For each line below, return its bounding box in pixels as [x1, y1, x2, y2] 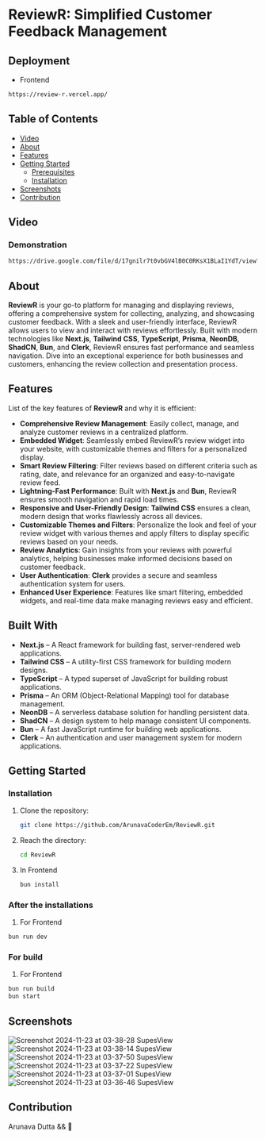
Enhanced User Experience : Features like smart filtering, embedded [19, 587, 244, 597]
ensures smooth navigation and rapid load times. [19, 494, 180, 504]
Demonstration [8, 240, 67, 250]
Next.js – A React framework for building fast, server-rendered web [19, 640, 241, 649]
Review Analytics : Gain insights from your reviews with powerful [19, 545, 232, 555]
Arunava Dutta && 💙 [8, 1122, 73, 1131]
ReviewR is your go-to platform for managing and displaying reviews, [8, 300, 234, 310]
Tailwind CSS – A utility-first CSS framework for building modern [19, 656, 232, 666]
